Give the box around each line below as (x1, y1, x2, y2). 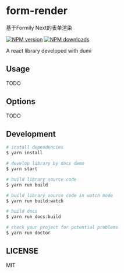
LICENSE (6, 246, 39, 256)
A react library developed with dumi (6, 47, 92, 54)
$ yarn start (6, 166, 38, 172)
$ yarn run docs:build (6, 214, 61, 220)
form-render (6, 4, 68, 18)
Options (6, 96, 36, 106)
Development (6, 129, 56, 139)
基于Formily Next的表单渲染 (6, 24, 73, 31)
